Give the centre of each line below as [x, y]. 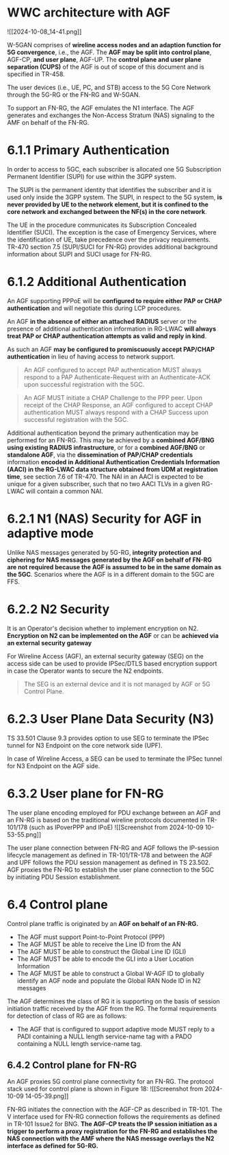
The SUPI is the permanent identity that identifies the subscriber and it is [109, 189]
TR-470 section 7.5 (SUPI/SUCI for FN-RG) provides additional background [112, 247]
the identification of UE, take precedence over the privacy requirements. [109, 239]
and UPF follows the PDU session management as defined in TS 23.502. [109, 862]
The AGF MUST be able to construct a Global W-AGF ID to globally [111, 973]
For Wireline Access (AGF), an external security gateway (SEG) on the [105, 656]
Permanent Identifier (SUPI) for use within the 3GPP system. [92, 176]
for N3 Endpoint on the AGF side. [54, 765]
